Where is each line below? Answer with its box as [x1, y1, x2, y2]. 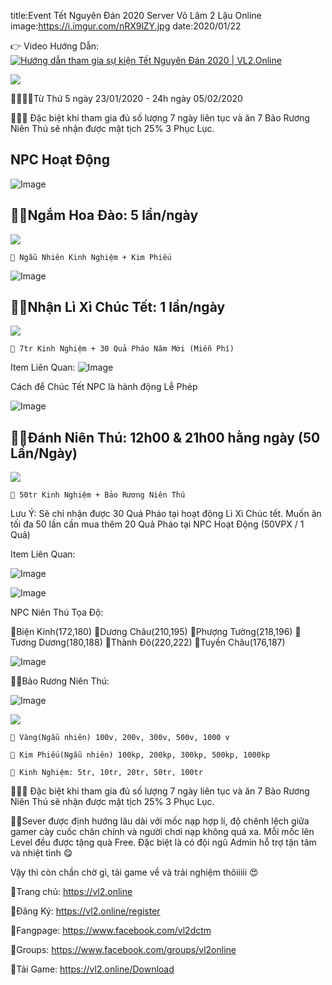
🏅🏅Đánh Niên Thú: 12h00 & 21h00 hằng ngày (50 [10, 429, 321, 446]
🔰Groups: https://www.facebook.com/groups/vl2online [10, 944, 237, 956]
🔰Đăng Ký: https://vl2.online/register [10, 905, 161, 917]
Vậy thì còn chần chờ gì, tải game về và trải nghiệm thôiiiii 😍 [10, 866, 259, 879]
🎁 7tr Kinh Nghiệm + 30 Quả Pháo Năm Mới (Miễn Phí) [10, 344, 235, 354]
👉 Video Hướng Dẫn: [10, 40, 100, 52]
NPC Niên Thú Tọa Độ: [10, 606, 104, 619]
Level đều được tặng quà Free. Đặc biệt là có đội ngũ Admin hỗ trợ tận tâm [10, 836, 317, 849]
